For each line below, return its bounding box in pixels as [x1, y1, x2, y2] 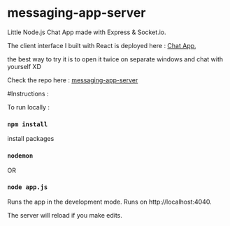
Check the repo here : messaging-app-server [7, 75, 138, 84]
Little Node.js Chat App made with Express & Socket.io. [7, 28, 166, 36]
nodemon [7, 152, 34, 160]
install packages [7, 135, 55, 143]
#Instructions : [7, 89, 49, 98]
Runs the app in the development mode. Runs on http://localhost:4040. [7, 197, 212, 206]
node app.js [7, 183, 48, 191]
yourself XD [7, 62, 42, 70]
